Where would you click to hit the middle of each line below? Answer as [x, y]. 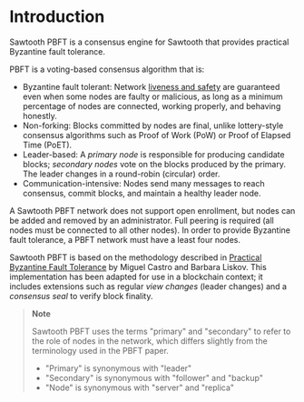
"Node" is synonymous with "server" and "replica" [139, 387]
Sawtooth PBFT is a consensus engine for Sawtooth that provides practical [149, 42]
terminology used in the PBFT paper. [100, 350]
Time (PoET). [47, 145]
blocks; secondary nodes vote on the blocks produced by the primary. [154, 164]
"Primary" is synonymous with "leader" [118, 368]
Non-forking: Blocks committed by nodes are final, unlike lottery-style [153, 126]
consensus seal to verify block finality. [81, 296]
